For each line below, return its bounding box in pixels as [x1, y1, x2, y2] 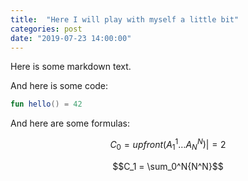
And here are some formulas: [10, 117, 131, 130]
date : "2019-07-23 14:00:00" [10, 33, 132, 43]
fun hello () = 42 [10, 99, 83, 110]
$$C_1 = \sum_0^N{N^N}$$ [112, 160, 224, 172]
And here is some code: [10, 80, 109, 92]
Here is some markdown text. [10, 61, 132, 73]
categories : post [10, 24, 83, 34]
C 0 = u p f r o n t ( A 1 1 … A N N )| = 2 [109, 137, 227, 153]
